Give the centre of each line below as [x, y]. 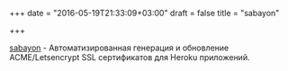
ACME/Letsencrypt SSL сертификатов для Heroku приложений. [130, 57]
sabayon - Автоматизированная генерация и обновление [119, 48]
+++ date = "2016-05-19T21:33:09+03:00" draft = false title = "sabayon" [144, 13]
